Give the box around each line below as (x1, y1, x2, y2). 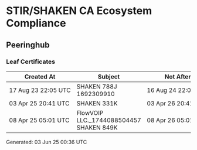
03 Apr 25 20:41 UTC (9, 99, 70, 107)
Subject (97, 72, 120, 80)
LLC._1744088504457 (76, 116, 142, 124)
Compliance (6, 16, 66, 30)
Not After (164, 72, 191, 80)
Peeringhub (6, 40, 50, 50)
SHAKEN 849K (76, 123, 118, 131)
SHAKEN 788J (76, 82, 117, 90)
